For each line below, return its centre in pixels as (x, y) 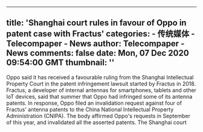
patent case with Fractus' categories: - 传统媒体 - (101, 34)
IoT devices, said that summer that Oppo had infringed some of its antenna (99, 96)
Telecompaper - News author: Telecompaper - (95, 44)
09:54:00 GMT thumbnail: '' (60, 63)
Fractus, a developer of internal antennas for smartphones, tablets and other (101, 90)
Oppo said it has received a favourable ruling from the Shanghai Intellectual (100, 77)
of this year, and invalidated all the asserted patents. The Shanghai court (97, 122)
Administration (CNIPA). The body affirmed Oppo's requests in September (98, 116)
